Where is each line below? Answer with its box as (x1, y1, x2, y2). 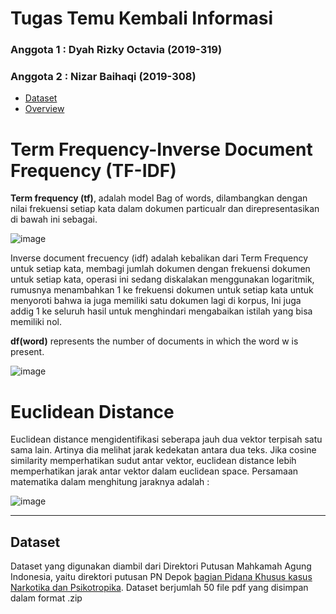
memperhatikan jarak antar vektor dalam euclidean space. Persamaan (10, 465, 299, 477)
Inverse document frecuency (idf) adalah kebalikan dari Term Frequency (10, 252, 309, 264)
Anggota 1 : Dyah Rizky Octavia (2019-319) (10, 43, 223, 57)
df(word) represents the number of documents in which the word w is (10, 335, 299, 347)
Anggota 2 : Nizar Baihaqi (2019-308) (10, 70, 197, 84)
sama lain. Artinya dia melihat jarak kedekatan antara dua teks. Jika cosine (10, 444, 317, 456)
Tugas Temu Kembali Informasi (10, 7, 274, 30)
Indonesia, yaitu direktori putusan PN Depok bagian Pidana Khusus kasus (10, 571, 313, 583)
